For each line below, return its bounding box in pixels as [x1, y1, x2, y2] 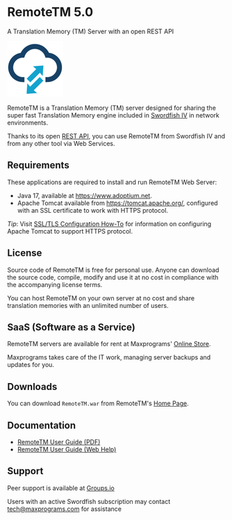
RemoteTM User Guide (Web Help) [17, 446, 117, 453]
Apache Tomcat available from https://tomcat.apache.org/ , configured [17, 199, 218, 207]
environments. [7, 118, 49, 127]
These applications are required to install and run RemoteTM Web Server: [7, 178, 217, 186]
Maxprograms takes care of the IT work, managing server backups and [7, 353, 211, 361]
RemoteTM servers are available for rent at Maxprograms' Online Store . [7, 340, 211, 348]
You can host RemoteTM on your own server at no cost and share [7, 293, 195, 302]
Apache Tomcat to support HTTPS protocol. [7, 227, 133, 235]
